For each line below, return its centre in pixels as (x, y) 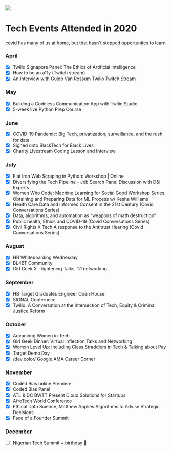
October (16, 324)
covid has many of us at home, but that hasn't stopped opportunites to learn (86, 43)
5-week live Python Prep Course (47, 109)
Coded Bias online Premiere (42, 383)
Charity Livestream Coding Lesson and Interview (64, 151)
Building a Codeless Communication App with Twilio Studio (75, 103)
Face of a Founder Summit (41, 418)
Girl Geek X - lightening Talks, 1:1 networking (60, 269)
